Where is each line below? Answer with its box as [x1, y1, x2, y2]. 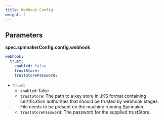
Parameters [5, 31, 43, 39]
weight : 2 [5, 12, 26, 17]
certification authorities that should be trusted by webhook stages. [20, 98, 159, 104]
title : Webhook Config [5, 7, 53, 13]
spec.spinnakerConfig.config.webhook [5, 44, 90, 51]
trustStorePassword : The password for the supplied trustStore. [20, 109, 151, 115]
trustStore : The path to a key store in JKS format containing [20, 93, 147, 99]
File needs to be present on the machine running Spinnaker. [20, 103, 145, 109]
